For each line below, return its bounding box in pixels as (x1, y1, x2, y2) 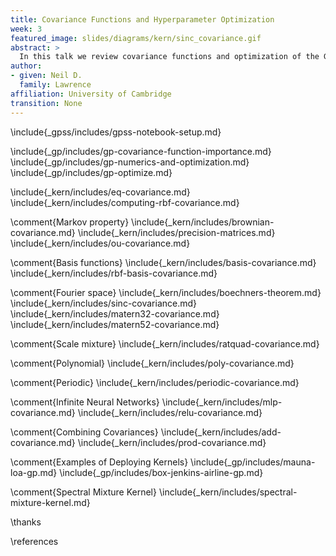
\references (10, 535, 59, 547)
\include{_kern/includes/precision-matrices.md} (77, 226, 276, 238)
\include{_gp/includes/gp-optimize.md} (10, 166, 173, 178)
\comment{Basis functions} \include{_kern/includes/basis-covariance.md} (10, 256, 317, 268)
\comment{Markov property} (10, 216, 130, 228)
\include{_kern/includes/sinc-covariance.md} (10, 297, 198, 309)
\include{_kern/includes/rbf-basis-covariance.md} (10, 267, 218, 279)
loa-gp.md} (10, 466, 58, 478)
